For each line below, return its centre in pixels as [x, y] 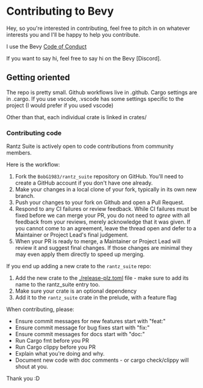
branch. [25, 196]
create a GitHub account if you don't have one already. [84, 183]
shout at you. [32, 367]
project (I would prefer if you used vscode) [60, 105]
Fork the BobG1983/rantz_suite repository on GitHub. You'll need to [99, 177]
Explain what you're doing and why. [60, 354]
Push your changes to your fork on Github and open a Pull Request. [100, 202]
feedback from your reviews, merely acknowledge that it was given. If [103, 222]
